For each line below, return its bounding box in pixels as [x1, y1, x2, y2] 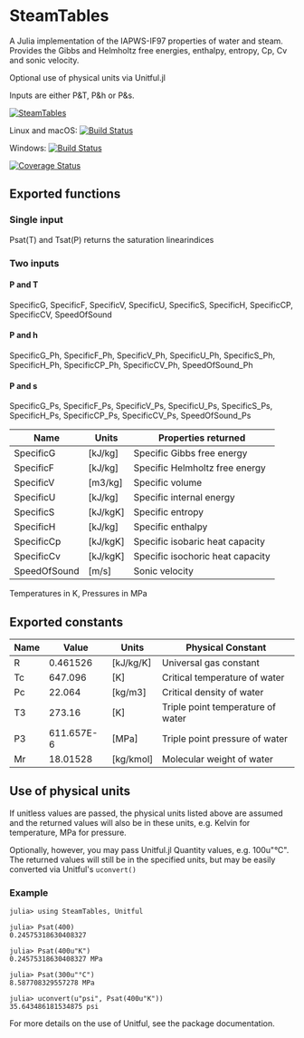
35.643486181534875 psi [9, 1003, 100, 1012]
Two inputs [9, 257, 60, 269]
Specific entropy [133, 506, 204, 519]
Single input [9, 214, 63, 227]
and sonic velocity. [9, 54, 80, 65]
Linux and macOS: [9, 124, 78, 136]
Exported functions [9, 187, 121, 202]
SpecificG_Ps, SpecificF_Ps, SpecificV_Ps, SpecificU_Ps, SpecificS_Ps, [9, 401, 273, 412]
